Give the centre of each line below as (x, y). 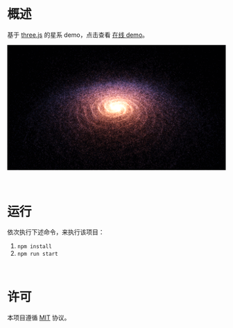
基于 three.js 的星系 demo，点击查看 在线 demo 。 (78, 35)
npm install (34, 247)
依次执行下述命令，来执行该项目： (56, 232)
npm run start (37, 254)
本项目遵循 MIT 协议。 (39, 318)
